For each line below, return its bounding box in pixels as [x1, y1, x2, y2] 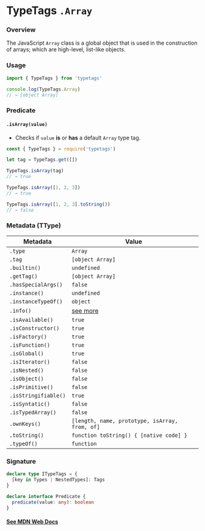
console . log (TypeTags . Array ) [6, 86, 81, 92]
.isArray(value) [6, 121, 48, 127]
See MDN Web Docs [6, 518, 59, 525]
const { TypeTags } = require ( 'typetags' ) [6, 146, 116, 152]
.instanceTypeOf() [9, 298, 63, 305]
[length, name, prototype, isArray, [71, 417, 178, 424]
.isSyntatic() [9, 400, 51, 407]
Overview [6, 26, 36, 34]
